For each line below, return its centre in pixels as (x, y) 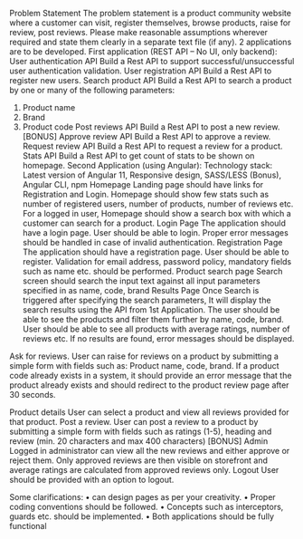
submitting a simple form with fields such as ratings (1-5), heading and (141, 431)
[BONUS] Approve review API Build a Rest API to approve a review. (147, 136)
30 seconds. (33, 395)
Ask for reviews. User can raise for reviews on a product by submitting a (144, 356)
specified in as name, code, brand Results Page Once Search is (141, 290)
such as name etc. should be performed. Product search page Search (152, 271)
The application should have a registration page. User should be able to (156, 252)
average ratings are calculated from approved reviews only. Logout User (144, 470)
